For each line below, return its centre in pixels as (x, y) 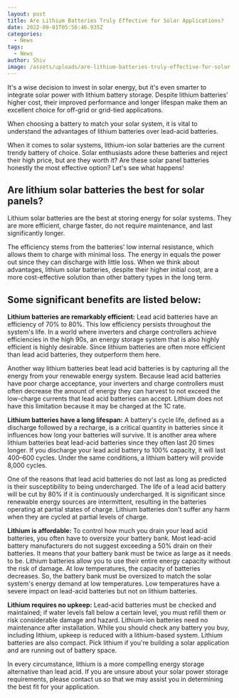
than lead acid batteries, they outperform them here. (84, 355)
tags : (15, 47)
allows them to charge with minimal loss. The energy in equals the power (114, 255)
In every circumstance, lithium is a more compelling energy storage (106, 664)
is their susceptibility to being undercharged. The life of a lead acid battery (117, 487)
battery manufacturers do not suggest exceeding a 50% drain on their (110, 546)
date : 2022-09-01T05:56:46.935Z (55, 27)
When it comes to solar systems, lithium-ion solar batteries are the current (116, 145)
